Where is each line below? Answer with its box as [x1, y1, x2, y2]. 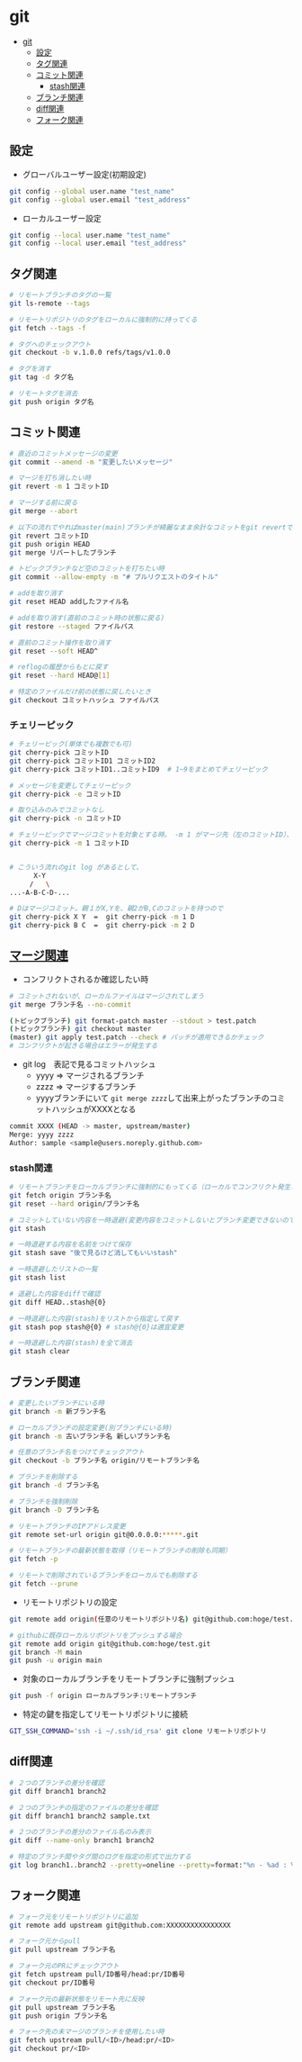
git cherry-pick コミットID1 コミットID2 [9, 756, 155, 765]
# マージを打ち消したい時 [9, 474, 92, 483]
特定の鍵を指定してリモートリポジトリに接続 [22, 1709, 189, 1720]
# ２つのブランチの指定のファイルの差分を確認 [9, 1803, 159, 1812]
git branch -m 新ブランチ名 [9, 1406, 106, 1415]
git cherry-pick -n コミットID [9, 814, 121, 823]
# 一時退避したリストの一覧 [9, 1265, 99, 1274]
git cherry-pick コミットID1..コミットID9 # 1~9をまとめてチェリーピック [9, 764, 268, 773]
